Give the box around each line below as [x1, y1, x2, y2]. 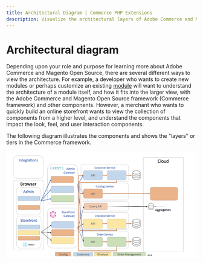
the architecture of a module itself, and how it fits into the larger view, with [6, 88, 191, 96]
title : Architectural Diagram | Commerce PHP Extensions [6, 10, 153, 16]
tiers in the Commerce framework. [6, 139, 92, 146]
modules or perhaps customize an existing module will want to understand [6, 82, 192, 89]
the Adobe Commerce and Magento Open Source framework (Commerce [6, 95, 189, 102]
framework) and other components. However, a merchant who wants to [6, 102, 184, 109]
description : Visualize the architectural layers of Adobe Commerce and [6, 16, 193, 22]
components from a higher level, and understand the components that [6, 114, 181, 122]
